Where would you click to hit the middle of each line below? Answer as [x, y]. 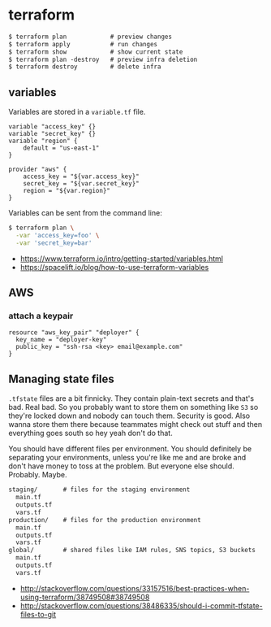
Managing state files [62, 379]
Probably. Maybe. [38, 475]
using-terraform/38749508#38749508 [85, 597]
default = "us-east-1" [61, 148]
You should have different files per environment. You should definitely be [130, 449]
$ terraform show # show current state [96, 52]
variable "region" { [43, 141]
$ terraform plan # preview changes [90, 37]
